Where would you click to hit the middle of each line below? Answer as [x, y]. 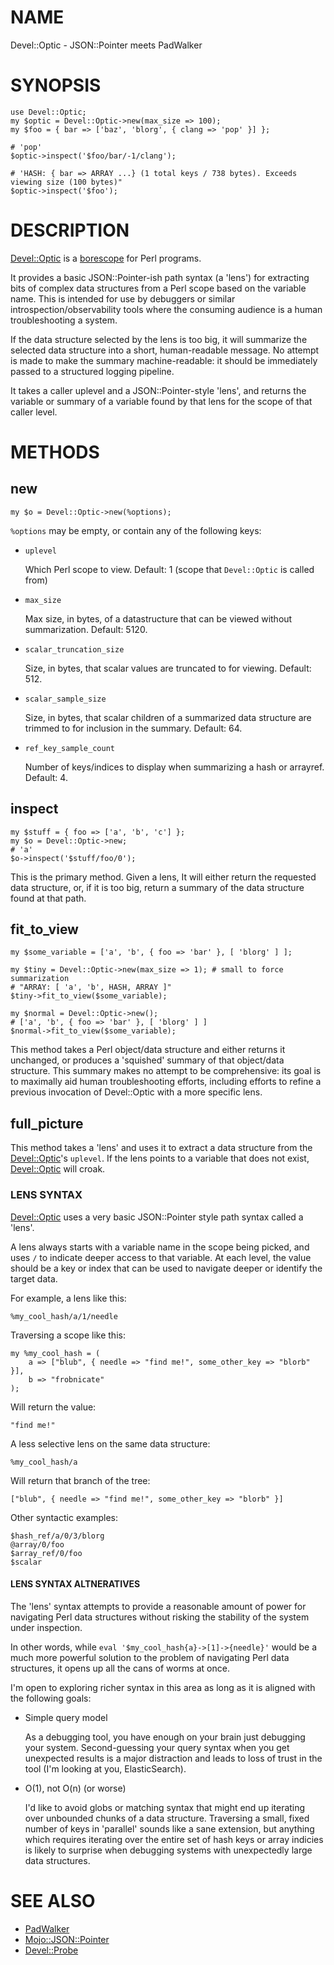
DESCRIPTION [70, 230]
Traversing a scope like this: [68, 1335]
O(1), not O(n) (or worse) [75, 1788]
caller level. [34, 412]
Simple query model [66, 1717]
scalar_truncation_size [74, 649]
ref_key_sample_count [69, 748]
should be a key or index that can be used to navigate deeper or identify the [166, 1268]
